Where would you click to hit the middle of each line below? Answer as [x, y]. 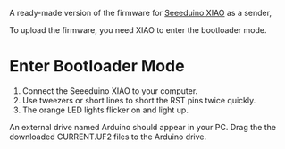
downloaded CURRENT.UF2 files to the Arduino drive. [108, 137]
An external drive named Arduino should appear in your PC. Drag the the [143, 127]
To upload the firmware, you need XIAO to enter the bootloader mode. [138, 30]
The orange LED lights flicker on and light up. [105, 110]
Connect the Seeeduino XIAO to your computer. [110, 91]
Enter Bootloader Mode [97, 66]
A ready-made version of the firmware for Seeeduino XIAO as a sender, [141, 13]
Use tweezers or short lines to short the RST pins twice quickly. [139, 100]
